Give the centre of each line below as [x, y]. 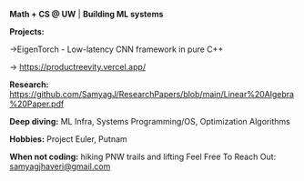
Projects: [27, 31]
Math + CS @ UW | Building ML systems [86, 14]
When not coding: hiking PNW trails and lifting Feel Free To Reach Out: [143, 156]
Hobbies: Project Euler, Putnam [68, 139]
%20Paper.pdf [37, 104]
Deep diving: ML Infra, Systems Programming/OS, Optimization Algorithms [150, 121]
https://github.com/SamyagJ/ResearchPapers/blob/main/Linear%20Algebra [152, 94]
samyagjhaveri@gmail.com [60, 166]
